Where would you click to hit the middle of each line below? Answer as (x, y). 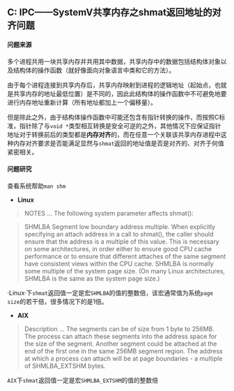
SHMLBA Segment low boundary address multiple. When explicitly (120, 226)
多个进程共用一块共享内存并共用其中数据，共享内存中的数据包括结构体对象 (114, 61)
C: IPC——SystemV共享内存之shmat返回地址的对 (114, 13)
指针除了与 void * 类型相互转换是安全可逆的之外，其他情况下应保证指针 (120, 126)
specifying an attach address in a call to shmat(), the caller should (119, 234)
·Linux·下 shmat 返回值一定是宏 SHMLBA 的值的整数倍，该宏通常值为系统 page (110, 293)
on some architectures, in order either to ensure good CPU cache (118, 248)
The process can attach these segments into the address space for (120, 336)
